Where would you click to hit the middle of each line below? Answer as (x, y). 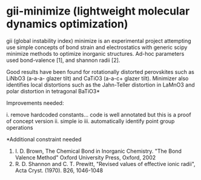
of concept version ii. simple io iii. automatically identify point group (91, 121)
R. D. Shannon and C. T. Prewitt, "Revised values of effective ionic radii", (105, 164)
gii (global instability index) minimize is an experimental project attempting (99, 41)
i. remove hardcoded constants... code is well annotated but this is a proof (99, 115)
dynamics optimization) (67, 24)
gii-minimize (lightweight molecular (98, 11)
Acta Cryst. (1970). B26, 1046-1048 (59, 170)
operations (20, 127)
